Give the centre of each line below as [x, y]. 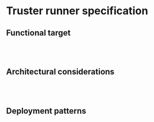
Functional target [38, 33]
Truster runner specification [77, 11]
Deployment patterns [46, 111]
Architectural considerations [60, 72]
